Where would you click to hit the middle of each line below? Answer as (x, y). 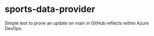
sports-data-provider (50, 9)
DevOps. (14, 28)
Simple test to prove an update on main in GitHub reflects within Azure (77, 23)
